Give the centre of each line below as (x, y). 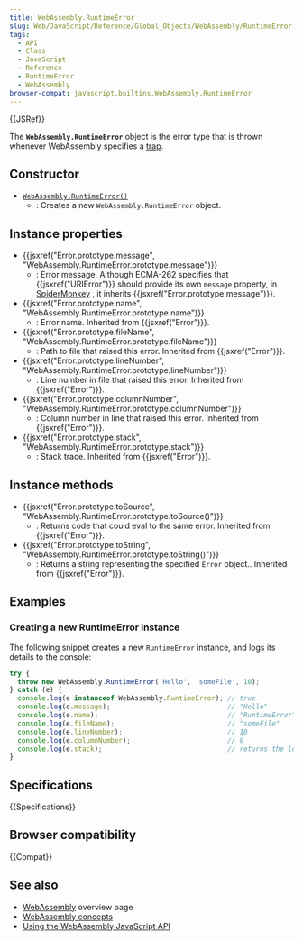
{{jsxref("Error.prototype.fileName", (88, 332)
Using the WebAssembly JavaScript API (96, 926)
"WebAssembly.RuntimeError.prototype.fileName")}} (120, 342)
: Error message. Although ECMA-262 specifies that (132, 275)
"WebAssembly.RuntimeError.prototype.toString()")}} (120, 554)
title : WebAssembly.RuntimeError (72, 18)
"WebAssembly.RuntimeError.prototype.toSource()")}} (123, 516)
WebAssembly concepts (68, 917)
